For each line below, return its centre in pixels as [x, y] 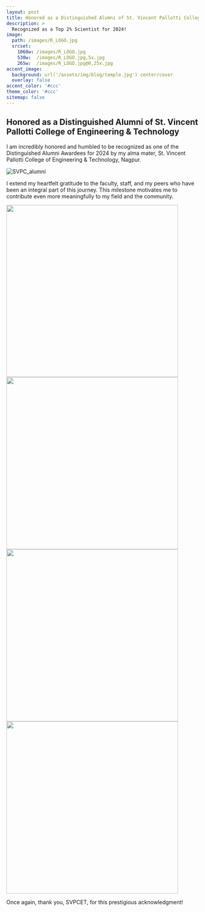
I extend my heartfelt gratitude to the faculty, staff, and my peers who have [100, 183]
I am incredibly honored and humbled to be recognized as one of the [92, 146]
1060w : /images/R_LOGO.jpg [52, 52]
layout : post [23, 12]
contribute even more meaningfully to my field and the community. [90, 196]
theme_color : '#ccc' [33, 92]
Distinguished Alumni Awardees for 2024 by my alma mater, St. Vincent [96, 153]
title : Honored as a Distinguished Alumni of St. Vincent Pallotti [94, 18]
